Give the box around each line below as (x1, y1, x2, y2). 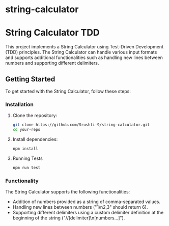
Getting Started (5, 75, 55, 83)
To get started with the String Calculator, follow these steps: (5, 88, 131, 94)
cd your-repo (12, 127, 41, 132)
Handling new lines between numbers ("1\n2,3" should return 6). (12, 204, 148, 210)
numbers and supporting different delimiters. (5, 60, 99, 66)
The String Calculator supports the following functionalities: (5, 189, 130, 195)
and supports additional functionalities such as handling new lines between (5, 54, 163, 61)
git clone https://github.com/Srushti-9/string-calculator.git (12, 122, 150, 128)
